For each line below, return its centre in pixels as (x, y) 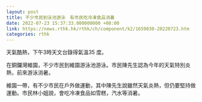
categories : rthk (28, 34)
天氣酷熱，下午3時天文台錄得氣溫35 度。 (57, 53)
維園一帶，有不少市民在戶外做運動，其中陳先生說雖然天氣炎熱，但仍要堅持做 (101, 86)
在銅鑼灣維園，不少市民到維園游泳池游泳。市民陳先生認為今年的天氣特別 (96, 65)
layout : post (23, 12)
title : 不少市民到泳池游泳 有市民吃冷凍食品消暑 (60, 18)
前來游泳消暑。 (35, 72)
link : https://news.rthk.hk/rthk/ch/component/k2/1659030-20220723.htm (98, 29)
